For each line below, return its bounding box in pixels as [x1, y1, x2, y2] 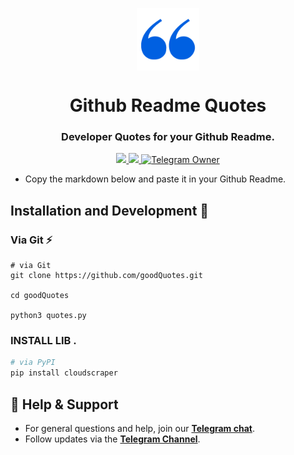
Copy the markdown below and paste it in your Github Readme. [24, 173, 287, 185]
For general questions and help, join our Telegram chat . [24, 423, 255, 435]
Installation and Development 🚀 [10, 202, 210, 219]
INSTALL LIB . [10, 334, 77, 348]
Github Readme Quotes [69, 94, 267, 117]
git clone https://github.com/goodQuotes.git [10, 271, 203, 281]
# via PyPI [10, 358, 56, 368]
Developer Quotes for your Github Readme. [61, 130, 275, 144]
